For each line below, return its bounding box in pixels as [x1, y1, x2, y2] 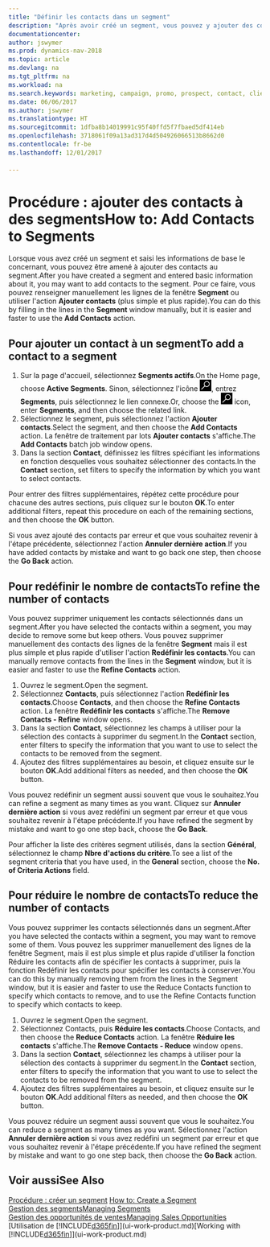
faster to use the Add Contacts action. [8, 314, 137, 323]
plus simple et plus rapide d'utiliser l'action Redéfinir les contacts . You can [8, 648, 256, 657]
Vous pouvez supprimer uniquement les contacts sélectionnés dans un [8, 614, 243, 623]
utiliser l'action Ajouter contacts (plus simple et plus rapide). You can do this [8, 296, 261, 306]
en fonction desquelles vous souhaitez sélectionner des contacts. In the [19, 457, 256, 467]
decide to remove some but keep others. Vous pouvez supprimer [8, 631, 223, 640]
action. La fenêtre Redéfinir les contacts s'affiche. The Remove [19, 706, 231, 716]
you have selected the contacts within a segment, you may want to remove [8, 931, 256, 940]
